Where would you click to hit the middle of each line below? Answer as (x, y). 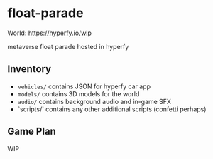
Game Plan (32, 132)
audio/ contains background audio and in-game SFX (94, 101)
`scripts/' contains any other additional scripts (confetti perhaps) (112, 109)
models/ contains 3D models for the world (78, 93)
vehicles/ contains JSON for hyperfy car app (84, 86)
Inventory (29, 69)
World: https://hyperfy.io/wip (50, 33)
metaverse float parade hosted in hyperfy (68, 46)
